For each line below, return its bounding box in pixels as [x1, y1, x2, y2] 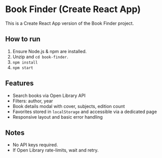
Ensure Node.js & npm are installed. [12, 48, 87, 54]
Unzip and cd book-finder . [12, 54, 69, 60]
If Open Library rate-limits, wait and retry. [12, 147, 99, 153]
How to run [5, 35, 41, 43]
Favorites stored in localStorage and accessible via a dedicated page [12, 109, 157, 115]
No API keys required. [12, 142, 58, 148]
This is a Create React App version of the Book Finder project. [5, 20, 134, 26]
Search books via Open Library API [12, 92, 86, 98]
